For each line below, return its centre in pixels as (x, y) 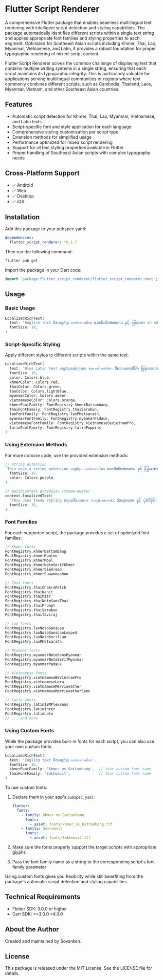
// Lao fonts (18, 623)
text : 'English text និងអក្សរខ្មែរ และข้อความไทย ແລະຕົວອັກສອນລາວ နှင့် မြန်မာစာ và (81, 323)
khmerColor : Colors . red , (35, 382)
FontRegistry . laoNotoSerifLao (36, 637)
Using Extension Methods (36, 445)
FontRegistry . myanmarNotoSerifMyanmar (44, 659)
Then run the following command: (39, 252)
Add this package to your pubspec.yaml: (46, 229)
